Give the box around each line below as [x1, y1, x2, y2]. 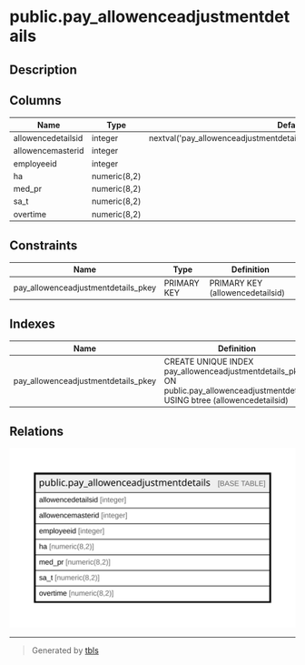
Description [9, 62, 77, 77]
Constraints [9, 237, 78, 253]
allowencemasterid [13, 146, 84, 156]
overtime [13, 208, 47, 219]
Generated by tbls [31, 645, 100, 656]
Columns [9, 93, 62, 108]
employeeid [13, 157, 57, 169]
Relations [9, 423, 64, 438]
